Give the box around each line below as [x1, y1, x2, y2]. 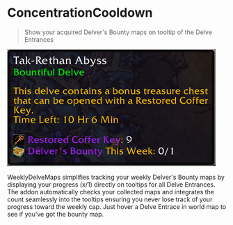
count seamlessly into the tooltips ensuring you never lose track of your [7, 195, 213, 203]
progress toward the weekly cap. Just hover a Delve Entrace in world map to [7, 202, 227, 210]
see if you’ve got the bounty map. [7, 210, 104, 218]
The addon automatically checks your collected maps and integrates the [7, 187, 214, 196]
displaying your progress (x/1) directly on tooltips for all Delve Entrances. [7, 180, 216, 189]
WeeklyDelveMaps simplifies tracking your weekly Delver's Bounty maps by [7, 173, 225, 181]
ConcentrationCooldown [7, 5, 153, 21]
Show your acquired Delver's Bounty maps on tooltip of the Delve [24, 28, 212, 36]
